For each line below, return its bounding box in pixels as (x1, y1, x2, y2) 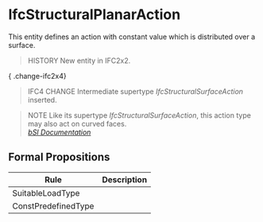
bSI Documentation (27, 127, 91, 137)
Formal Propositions (8, 150, 110, 164)
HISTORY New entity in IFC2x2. (27, 56, 131, 65)
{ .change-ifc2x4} (8, 71, 67, 80)
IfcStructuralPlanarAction (8, 6, 181, 24)
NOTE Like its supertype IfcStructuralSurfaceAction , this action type (27, 110, 252, 120)
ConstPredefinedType (12, 201, 95, 212)
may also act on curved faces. (27, 119, 127, 128)
